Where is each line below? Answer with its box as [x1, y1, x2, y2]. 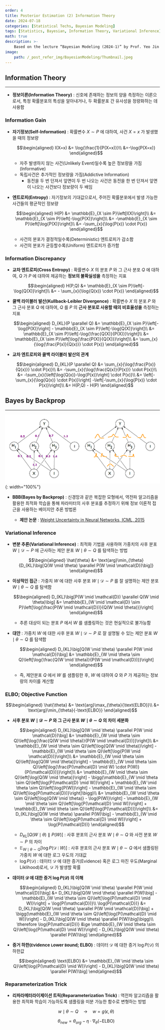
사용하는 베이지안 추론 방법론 [21, 506, 77, 512]
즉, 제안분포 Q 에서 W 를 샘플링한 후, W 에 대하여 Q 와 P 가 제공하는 [19, 672, 149, 678]
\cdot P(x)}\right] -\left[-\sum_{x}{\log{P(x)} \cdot [56, 377, 157, 383]
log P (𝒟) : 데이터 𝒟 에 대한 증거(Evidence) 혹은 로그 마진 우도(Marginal [19, 858, 157, 864]
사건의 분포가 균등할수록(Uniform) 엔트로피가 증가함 [19, 242, 119, 248]
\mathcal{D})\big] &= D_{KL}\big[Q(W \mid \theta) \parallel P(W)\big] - [15, 890, 158, 895]
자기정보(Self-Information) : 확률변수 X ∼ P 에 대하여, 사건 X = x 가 [12, 129, 145, 135]
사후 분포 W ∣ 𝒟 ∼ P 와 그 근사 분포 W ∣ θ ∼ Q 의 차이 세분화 [12, 718, 129, 723]
